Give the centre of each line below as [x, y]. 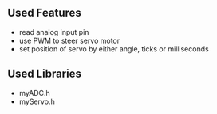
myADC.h [35, 93]
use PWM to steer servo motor [69, 40]
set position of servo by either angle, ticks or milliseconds [114, 49]
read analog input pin [54, 32]
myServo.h [37, 101]
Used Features [44, 13]
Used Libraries [44, 74]
